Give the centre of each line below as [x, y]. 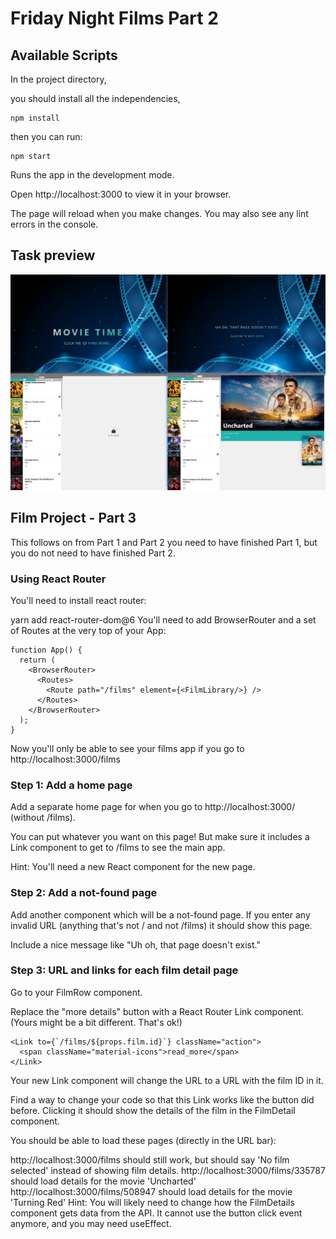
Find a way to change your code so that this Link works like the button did [162, 1099]
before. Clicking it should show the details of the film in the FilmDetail [153, 1110]
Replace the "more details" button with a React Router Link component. [157, 1011]
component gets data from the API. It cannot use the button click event [156, 1213]
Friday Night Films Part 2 [114, 18]
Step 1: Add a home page [71, 785]
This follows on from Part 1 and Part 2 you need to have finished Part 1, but [164, 542]
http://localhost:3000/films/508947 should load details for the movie [151, 1191]
